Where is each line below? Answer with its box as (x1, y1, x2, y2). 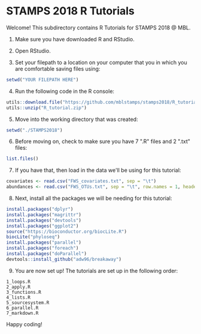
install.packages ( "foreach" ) (6, 245, 79, 251)
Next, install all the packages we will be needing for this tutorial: (14, 195, 172, 202)
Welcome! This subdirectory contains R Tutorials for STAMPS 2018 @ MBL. (6, 24, 191, 31)
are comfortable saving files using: (14, 65, 100, 72)
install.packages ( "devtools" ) (6, 217, 82, 223)
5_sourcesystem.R (6, 299, 50, 306)
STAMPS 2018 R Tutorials (6, 4, 135, 18)
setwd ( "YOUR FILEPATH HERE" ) (6, 77, 79, 83)
